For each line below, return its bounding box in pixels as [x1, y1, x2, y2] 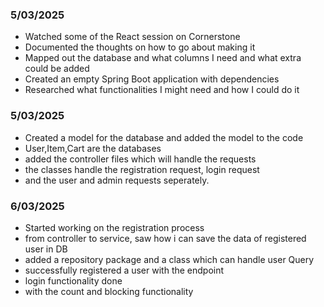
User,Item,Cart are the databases [24, 142, 162, 154]
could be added [24, 63, 90, 75]
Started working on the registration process [24, 221, 205, 233]
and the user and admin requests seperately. [24, 174, 210, 186]
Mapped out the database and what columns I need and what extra [24, 52, 302, 64]
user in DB [24, 243, 68, 255]
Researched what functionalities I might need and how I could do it [24, 84, 300, 96]
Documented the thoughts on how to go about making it [24, 41, 256, 53]
